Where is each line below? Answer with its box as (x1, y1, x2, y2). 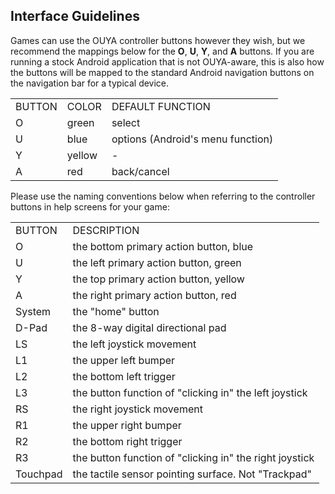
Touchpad (15, 467, 63, 481)
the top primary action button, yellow (72, 272, 245, 286)
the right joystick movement (72, 402, 203, 416)
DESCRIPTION (72, 223, 140, 237)
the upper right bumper (72, 418, 182, 432)
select (111, 115, 141, 129)
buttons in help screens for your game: (10, 200, 170, 213)
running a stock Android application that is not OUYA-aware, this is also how (10, 55, 325, 68)
